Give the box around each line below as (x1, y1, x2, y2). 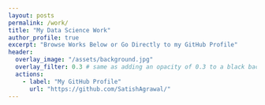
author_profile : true (8, 33, 80, 42)
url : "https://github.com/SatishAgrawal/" (28, 84, 171, 93)
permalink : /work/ (8, 19, 69, 27)
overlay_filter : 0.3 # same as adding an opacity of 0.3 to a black (15, 63, 245, 71)
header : (8, 48, 34, 56)
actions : (15, 70, 44, 78)
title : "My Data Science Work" (8, 26, 111, 34)
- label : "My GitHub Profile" (22, 77, 122, 85)
